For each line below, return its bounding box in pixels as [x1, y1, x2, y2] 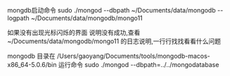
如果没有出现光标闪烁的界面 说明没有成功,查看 [7, 29, 141, 36]
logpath [7, 14, 30, 22]
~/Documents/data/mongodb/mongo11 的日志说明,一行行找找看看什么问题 [7, 37, 222, 45]
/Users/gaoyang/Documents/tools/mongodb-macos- [56, 52, 211, 60]
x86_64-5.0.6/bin [7, 61, 57, 68]
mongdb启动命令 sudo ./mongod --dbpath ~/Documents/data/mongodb [7, 6, 216, 14]
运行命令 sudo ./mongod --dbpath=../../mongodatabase [58, 61, 219, 68]
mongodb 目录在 [7, 52, 56, 60]
